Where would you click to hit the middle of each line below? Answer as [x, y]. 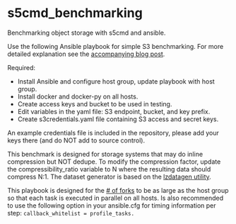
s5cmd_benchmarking [75, 13]
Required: [22, 67]
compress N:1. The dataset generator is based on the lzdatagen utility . [110, 177]
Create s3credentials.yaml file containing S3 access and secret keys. [118, 119]
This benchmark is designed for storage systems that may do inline [105, 154]
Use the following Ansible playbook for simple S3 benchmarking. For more [116, 46]
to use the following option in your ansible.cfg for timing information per [112, 205]
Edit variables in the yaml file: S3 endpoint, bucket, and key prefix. [114, 111]
